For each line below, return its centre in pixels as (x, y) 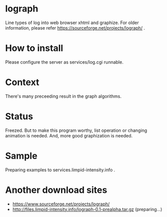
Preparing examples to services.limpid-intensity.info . (60, 170)
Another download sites (56, 190)
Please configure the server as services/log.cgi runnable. (64, 62)
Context (22, 82)
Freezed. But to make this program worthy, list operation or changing (76, 130)
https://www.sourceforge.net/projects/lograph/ (61, 204)
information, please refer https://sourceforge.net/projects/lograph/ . (75, 28)
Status (19, 116)
